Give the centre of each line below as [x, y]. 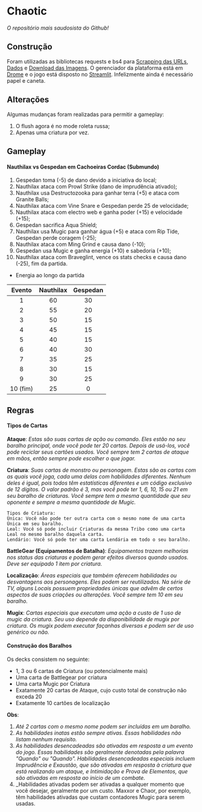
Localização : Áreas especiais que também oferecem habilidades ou [92, 575]
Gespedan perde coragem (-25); [56, 238]
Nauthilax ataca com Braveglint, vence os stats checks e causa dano [101, 257]
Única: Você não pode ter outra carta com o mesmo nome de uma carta [96, 518]
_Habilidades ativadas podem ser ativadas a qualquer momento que [100, 784]
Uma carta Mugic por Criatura [53, 683]
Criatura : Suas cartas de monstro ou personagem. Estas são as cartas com [102, 470]
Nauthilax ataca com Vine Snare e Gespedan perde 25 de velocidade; [102, 206]
